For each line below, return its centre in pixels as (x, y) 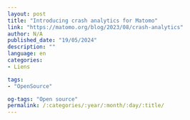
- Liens (19, 67)
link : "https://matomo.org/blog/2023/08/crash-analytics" (95, 27)
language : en (27, 54)
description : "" (31, 47)
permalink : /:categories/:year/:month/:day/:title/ (86, 106)
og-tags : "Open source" (43, 99)
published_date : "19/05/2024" (52, 40)
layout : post (27, 14)
